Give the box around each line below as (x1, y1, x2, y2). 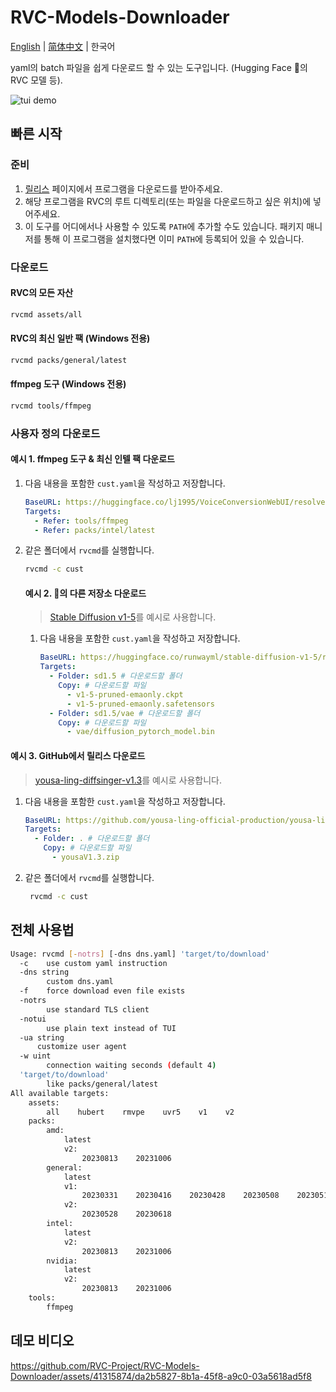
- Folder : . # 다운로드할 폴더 (34, 834, 150, 844)
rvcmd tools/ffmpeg (10, 401, 92, 411)
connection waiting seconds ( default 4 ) (46, 1061, 217, 1071)
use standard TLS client (46, 1004, 150, 1015)
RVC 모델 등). (10, 74, 63, 86)
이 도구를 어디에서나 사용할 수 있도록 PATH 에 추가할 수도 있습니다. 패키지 (24, 220, 305, 232)
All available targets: (10, 1088, 110, 1098)
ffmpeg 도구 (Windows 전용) (10, 378, 127, 390)
